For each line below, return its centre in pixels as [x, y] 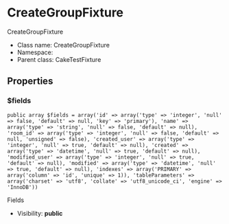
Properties [30, 81]
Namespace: [35, 52]
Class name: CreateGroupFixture [63, 45]
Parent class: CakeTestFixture [59, 59]
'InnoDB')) [23, 187]
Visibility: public [40, 213]
